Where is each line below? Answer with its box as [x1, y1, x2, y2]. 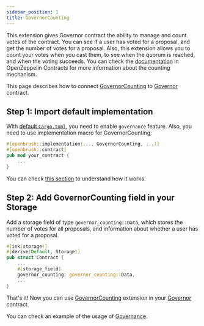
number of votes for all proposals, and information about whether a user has [6, 224, 199, 232]
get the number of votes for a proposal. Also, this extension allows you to [6, 44, 191, 52]
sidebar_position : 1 [6, 9, 59, 15]
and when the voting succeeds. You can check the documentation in [6, 57, 179, 65]
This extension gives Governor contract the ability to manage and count [6, 31, 187, 39]
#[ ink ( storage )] [6, 243, 48, 250]
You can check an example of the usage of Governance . [6, 313, 148, 320]
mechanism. [6, 70, 37, 78]
